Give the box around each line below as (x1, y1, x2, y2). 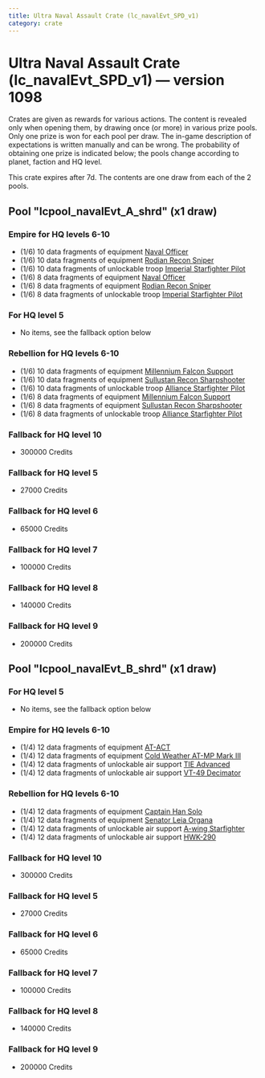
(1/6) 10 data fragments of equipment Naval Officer (19, 247, 189, 257)
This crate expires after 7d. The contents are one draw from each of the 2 (8, 173, 251, 182)
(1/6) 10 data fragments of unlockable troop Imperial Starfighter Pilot (19, 264, 247, 274)
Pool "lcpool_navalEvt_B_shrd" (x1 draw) (8, 662, 217, 676)
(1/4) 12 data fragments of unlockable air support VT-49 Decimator (19, 768, 241, 778)
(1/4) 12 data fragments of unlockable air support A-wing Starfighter (19, 823, 245, 833)
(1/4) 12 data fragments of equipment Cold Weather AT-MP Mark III (19, 751, 242, 761)
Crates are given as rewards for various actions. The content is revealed (8, 114, 247, 125)
